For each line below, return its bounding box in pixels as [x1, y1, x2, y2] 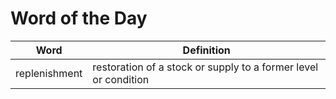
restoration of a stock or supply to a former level [92, 60, 319, 74]
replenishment [15, 66, 83, 80]
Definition [182, 43, 231, 57]
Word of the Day [10, 7, 148, 30]
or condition [92, 72, 150, 86]
